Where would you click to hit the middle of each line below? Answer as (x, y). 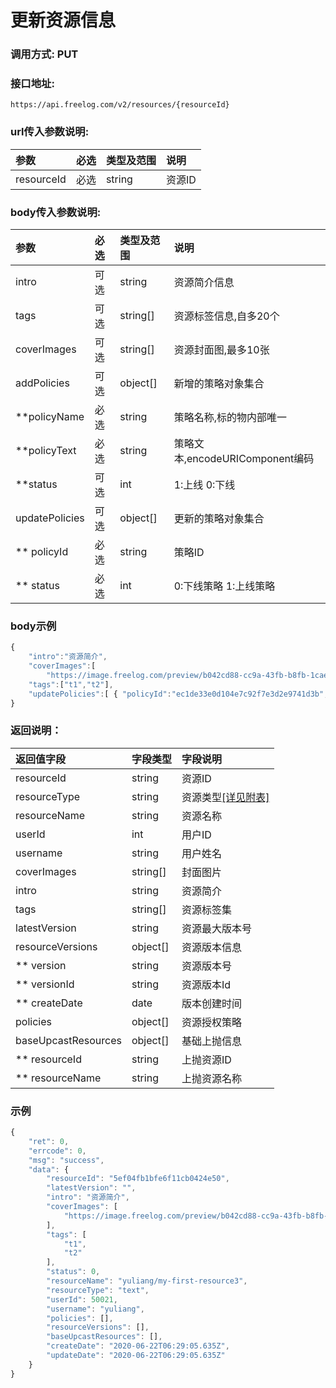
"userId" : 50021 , (82, 1299)
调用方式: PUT (44, 54)
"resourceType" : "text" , (98, 1290)
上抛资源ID (206, 1059)
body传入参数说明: (56, 212)
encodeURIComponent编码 (250, 458)
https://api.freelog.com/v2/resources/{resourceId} (120, 105)
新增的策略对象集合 (219, 383)
